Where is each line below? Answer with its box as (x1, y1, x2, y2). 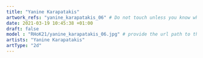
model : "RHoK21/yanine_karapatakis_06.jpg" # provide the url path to (6, 31, 190, 37)
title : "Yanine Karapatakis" (6, 8, 80, 15)
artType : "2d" (6, 43, 42, 49)
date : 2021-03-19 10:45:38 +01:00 (6, 20, 94, 26)
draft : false (6, 25, 39, 32)
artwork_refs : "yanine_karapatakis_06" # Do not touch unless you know (6, 14, 190, 21)
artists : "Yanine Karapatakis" (6, 37, 85, 43)
